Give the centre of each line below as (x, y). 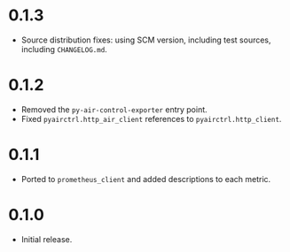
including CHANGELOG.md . (64, 49)
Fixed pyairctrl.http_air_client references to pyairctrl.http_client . (151, 118)
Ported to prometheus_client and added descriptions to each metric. (146, 179)
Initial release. (47, 239)
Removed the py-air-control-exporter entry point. (114, 109)
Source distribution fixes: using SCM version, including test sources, (146, 40)
